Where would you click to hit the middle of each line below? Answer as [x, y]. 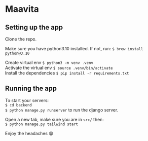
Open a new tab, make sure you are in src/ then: [55, 119]
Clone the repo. [21, 39]
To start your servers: [27, 100]
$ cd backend [18, 105]
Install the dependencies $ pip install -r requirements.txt [67, 73]
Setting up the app [34, 27]
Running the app [31, 88]
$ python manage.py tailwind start [42, 124]
